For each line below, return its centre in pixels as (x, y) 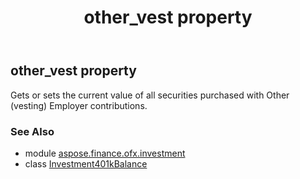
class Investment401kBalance (86, 163)
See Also (32, 131)
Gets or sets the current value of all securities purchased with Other (150, 95)
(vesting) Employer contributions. (79, 105)
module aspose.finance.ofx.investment (105, 153)
